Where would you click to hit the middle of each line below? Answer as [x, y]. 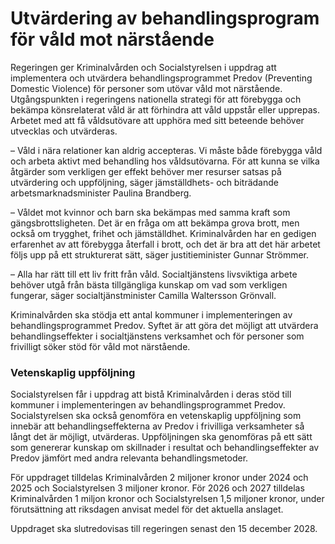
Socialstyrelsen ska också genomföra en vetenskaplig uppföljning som [156, 416]
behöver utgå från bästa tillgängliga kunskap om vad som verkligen [149, 284]
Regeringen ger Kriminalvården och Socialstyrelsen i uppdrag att [143, 67]
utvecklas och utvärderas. [64, 131]
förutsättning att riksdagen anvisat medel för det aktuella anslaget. [147, 509]
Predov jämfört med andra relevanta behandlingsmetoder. [129, 458]
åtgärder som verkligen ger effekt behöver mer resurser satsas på [146, 171]
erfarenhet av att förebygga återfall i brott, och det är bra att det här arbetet [165, 244]
